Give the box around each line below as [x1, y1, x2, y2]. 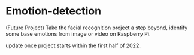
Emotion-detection [5, 4, 102, 18]
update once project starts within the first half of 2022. [5, 42, 141, 49]
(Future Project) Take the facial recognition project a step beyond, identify [5, 24, 188, 31]
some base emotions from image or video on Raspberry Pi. [5, 30, 151, 37]
